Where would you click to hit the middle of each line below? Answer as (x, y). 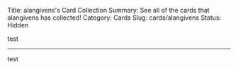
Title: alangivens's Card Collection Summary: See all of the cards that (109, 10)
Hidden (18, 25)
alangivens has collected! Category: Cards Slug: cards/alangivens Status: (114, 18)
